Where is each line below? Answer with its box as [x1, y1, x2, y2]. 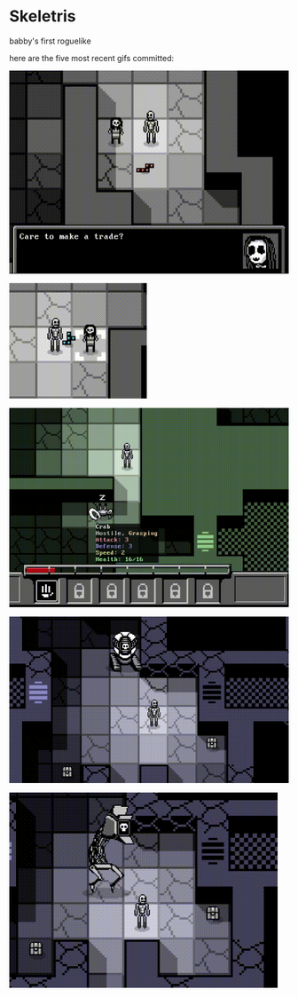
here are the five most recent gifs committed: [9, 52, 175, 63]
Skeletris [9, 6, 76, 27]
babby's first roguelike [9, 36, 91, 46]
